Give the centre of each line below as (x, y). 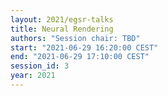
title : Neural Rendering (62, 29)
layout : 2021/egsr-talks (62, 19)
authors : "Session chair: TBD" (75, 38)
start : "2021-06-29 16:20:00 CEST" (84, 47)
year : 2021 (33, 76)
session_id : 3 (40, 66)
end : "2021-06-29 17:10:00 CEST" (80, 57)
